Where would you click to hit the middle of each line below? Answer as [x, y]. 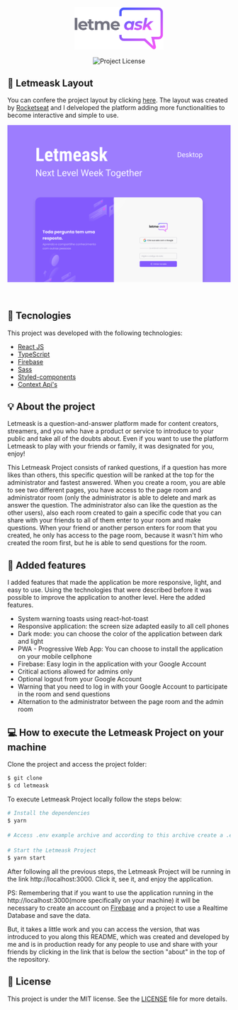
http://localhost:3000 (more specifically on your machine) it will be [104, 900]
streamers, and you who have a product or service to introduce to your [110, 431]
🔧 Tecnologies [39, 316]
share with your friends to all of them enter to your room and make [104, 520]
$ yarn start [27, 858]
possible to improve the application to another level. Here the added [106, 598]
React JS [31, 346]
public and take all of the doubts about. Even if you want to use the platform [118, 439]
